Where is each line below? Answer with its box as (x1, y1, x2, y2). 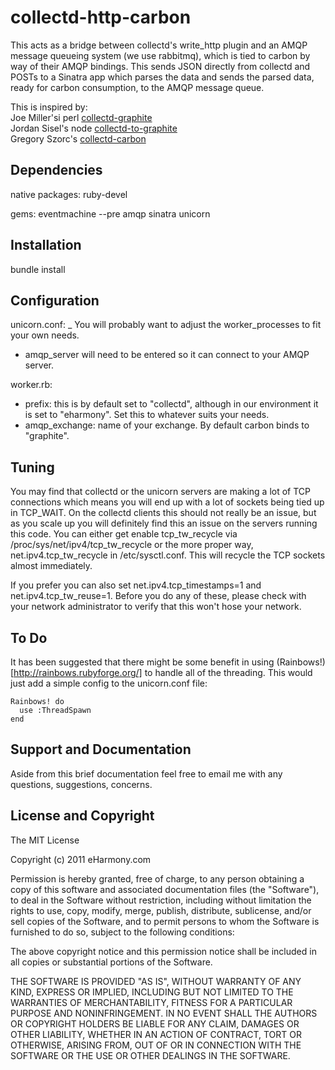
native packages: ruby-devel (10, 188, 128, 200)
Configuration (10, 292, 100, 309)
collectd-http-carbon (10, 6, 192, 29)
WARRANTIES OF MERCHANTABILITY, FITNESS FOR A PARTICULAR (10, 996, 293, 1008)
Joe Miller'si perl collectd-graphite (10, 111, 153, 123)
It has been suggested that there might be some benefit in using (10, 656, 275, 668)
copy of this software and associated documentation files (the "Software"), (10, 883, 320, 895)
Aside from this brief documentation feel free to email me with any (10, 767, 283, 780)
